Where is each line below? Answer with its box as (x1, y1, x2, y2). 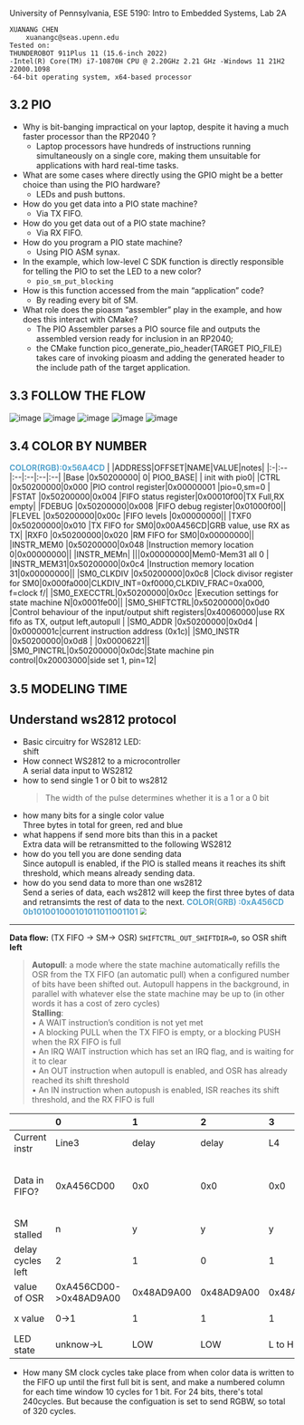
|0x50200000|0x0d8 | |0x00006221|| (9, 636, 150, 647)
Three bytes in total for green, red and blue (22, 819, 184, 830)
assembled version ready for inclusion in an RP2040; (35, 332, 233, 343)
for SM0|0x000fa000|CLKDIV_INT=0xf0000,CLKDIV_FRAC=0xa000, (9, 578, 265, 589)
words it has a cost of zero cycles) (31, 997, 160, 1008)
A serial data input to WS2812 (22, 765, 133, 775)
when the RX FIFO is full (31, 1036, 122, 1047)
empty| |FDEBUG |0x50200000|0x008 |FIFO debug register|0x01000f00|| (9, 501, 287, 512)
